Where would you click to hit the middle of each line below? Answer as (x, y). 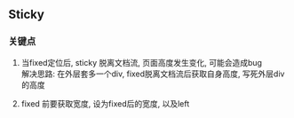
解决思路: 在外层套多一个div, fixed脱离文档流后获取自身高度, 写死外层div (153, 74)
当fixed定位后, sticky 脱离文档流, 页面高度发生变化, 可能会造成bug (142, 62)
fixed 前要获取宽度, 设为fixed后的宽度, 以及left (105, 103)
